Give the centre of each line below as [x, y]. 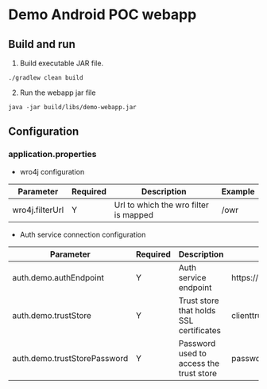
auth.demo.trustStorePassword [70, 358]
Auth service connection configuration [83, 234]
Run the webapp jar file [58, 92]
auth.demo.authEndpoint [58, 277]
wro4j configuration [52, 171]
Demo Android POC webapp [103, 15]
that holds [197, 310]
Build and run [42, 44]
